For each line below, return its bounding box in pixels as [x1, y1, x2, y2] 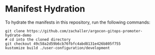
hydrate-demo [5, 33, 32, 38]
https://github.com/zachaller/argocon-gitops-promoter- [26, 28, 143, 33]
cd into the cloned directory [9, 37, 71, 42]
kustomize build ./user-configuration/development [5, 45, 110, 50]
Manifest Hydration [5, 3, 85, 14]
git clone [5, 28, 25, 33]
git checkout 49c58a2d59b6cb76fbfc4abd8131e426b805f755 [5, 41, 121, 46]
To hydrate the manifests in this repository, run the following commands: [5, 19, 151, 25]
